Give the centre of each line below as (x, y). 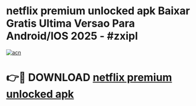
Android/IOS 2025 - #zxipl (72, 36)
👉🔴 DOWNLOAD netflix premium (89, 78)
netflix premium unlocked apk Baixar (98, 11)
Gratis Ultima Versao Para (70, 23)
